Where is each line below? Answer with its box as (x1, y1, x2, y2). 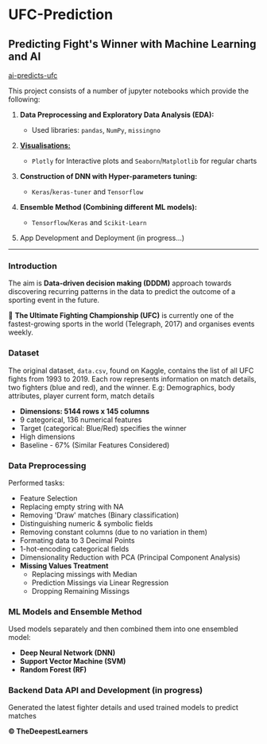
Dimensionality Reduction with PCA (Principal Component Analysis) (19, 552, 241, 562)
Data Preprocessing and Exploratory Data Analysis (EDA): (19, 110, 215, 119)
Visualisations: (19, 141, 72, 150)
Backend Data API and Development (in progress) (8, 685, 203, 696)
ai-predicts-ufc (8, 71, 58, 80)
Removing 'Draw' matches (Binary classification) (19, 510, 180, 520)
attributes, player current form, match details (8, 391, 155, 401)
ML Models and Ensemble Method (8, 606, 142, 617)
